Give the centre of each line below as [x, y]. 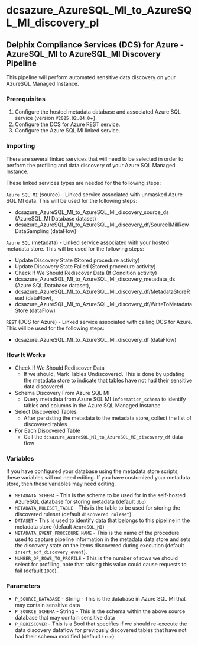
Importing [21, 146]
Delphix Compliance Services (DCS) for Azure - [95, 45]
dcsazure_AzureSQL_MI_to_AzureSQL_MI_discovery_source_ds [92, 212]
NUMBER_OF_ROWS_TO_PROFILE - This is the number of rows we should [96, 558]
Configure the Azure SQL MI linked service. [67, 131]
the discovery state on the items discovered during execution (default [99, 546]
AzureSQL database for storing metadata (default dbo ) [80, 502]
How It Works [26, 355]
